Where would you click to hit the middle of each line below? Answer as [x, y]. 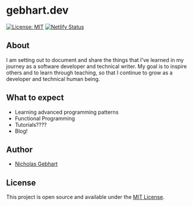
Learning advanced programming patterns [67, 112]
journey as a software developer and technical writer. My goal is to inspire [96, 66]
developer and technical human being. [53, 79]
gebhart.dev [37, 10]
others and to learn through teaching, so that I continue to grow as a [90, 73]
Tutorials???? [31, 124]
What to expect [35, 98]
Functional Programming [45, 118]
